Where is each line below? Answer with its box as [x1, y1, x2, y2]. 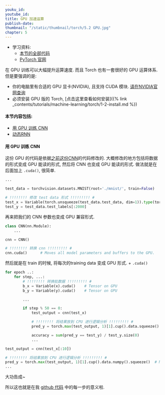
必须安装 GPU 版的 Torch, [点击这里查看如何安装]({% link [12, 96, 127, 101]
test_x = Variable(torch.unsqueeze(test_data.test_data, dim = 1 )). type [5, 200, 153, 205]
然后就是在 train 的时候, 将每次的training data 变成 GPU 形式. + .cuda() [5, 260, 148, 266]
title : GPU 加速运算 [5, 16, 44, 21]
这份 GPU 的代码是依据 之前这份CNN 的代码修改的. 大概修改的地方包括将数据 [5, 155, 158, 161]
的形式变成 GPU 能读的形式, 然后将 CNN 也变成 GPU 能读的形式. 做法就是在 [5, 161, 157, 167]
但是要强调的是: [5, 73, 37, 79]
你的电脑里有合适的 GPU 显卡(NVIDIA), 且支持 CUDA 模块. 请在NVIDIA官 [12, 84, 158, 89]
